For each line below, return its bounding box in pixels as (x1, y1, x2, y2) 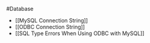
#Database (6, 5, 34, 12)
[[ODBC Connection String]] (15, 24, 85, 30)
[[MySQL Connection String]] (15, 17, 88, 24)
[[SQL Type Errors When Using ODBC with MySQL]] (15, 30, 145, 37)
